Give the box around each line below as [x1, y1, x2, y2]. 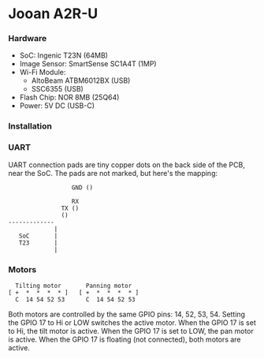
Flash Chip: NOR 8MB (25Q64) [19, 92, 120, 103]
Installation [8, 121, 53, 132]
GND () [71, 183, 93, 192]
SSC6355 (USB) [31, 84, 84, 94]
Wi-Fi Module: [19, 68, 66, 77]
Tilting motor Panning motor [15, 282, 132, 290]
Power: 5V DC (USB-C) [19, 101, 95, 110]
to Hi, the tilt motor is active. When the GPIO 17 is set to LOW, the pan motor [8, 327, 255, 335]
